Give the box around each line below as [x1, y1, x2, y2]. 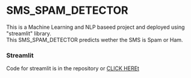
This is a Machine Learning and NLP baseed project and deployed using [6, 23, 185, 31]
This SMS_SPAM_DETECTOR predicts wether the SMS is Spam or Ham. [6, 36, 183, 43]
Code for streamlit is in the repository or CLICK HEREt [6, 65, 140, 72]
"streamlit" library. [6, 29, 52, 37]
